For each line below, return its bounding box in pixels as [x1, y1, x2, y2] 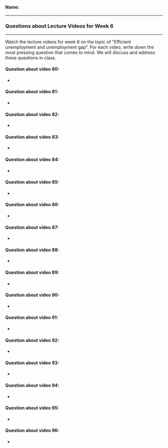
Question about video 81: [5, 89, 58, 95]
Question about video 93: [5, 359, 59, 365]
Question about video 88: [5, 247, 59, 253]
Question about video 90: [5, 292, 59, 298]
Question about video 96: [5, 427, 59, 433]
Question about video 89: [5, 269, 59, 275]
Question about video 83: [5, 134, 59, 140]
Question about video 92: [5, 337, 59, 343]
